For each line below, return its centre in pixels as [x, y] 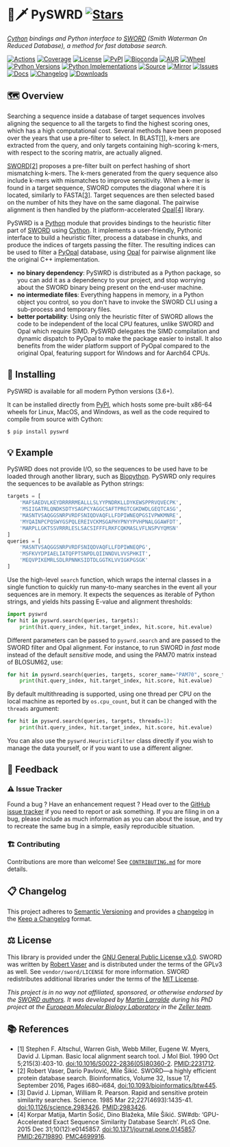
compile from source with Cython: [55, 419]
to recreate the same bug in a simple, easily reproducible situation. [101, 826]
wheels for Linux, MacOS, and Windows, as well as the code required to [108, 411]
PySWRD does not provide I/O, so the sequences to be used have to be [107, 469]
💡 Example [30, 452]
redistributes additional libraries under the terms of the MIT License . [103, 979]
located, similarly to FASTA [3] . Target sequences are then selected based [111, 195]
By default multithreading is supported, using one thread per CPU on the [109, 694]
